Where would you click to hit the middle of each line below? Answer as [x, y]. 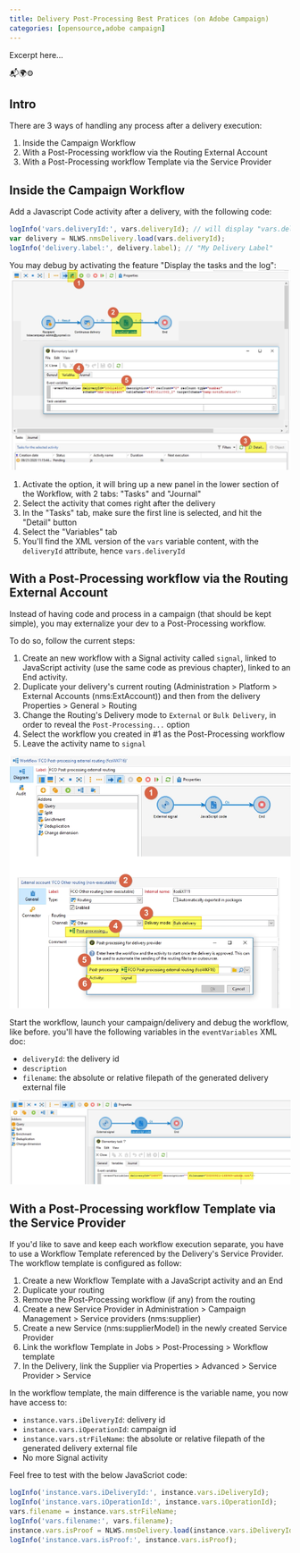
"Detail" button [50, 522]
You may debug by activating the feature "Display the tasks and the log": [143, 265]
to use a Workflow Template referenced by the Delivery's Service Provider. [146, 1254]
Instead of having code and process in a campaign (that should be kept [140, 614]
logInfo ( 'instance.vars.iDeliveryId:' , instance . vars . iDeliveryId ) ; [139, 1493]
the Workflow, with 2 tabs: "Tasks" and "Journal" [112, 494]
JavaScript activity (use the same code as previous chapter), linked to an [156, 668]
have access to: [38, 1403]
